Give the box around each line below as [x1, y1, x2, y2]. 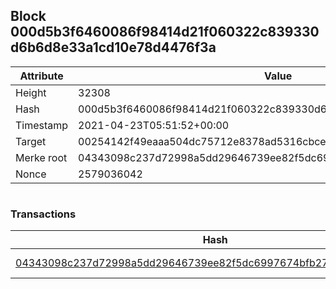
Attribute [19, 69, 64, 83]
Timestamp [15, 118, 69, 132]
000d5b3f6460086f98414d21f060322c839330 [10, 24, 320, 41]
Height [15, 85, 47, 99]
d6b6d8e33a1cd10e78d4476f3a [10, 39, 217, 56]
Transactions [10, 207, 77, 221]
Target [15, 134, 47, 148]
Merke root [15, 150, 68, 164]
